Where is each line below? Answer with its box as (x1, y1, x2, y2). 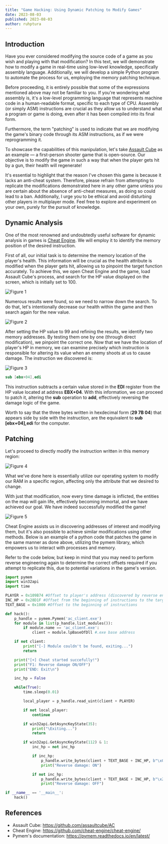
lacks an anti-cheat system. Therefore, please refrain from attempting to (5, 178, 154, 184)
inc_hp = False (14, 676, 46, 681)
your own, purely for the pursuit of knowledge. (5, 204, 101, 210)
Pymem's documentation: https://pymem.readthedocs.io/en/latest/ (12, 832, 150, 838)
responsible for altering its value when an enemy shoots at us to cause (5, 350, 151, 356)
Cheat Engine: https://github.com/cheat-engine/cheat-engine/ (12, 827, 141, 833)
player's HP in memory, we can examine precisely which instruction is (5, 344, 149, 350)
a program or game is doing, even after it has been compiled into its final (5, 111, 155, 117)
